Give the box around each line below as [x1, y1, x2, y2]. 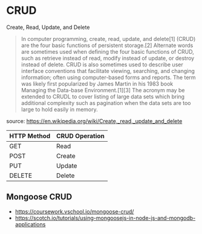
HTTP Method [9, 131, 51, 140]
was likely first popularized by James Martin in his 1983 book [21, 80, 174, 87]
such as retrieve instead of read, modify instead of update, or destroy [21, 54, 195, 62]
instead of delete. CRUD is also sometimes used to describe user [21, 61, 183, 68]
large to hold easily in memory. [21, 106, 98, 113]
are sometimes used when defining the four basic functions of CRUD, [21, 48, 195, 55]
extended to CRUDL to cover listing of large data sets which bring [21, 93, 185, 100]
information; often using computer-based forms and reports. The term [21, 74, 196, 81]
